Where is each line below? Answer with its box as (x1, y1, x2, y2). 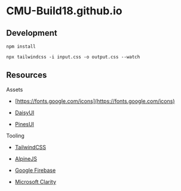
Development (6, 28, 58, 38)
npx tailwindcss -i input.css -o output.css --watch (6, 54, 140, 60)
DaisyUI (14, 109, 35, 116)
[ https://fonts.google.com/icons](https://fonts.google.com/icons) (14, 97, 175, 105)
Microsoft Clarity (14, 178, 57, 185)
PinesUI (14, 120, 35, 127)
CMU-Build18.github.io (6, 4, 122, 18)
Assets (6, 86, 23, 93)
